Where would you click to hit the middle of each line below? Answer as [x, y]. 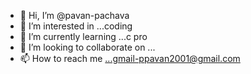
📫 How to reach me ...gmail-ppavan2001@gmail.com [130, 58]
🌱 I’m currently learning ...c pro [83, 36]
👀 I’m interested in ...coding [76, 26]
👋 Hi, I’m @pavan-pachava [74, 15]
